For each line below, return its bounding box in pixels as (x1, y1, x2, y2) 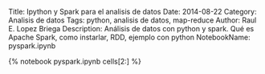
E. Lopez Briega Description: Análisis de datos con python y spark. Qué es (8, 24, 255, 33)
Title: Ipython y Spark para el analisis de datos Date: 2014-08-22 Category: (8, 7, 257, 16)
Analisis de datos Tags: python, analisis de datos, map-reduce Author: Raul (8, 15, 257, 25)
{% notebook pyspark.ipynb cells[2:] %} (8, 56, 142, 66)
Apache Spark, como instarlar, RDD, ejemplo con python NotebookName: (8, 32, 251, 42)
